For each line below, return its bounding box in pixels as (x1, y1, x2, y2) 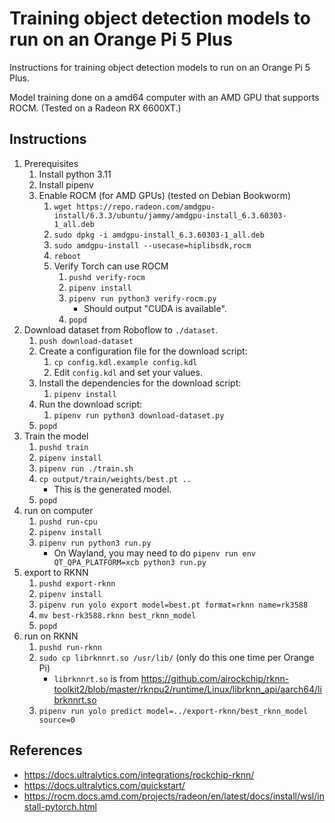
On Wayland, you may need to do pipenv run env (53, 547, 256, 559)
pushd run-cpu (38, 517, 98, 527)
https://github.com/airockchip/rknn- (140, 672, 290, 684)
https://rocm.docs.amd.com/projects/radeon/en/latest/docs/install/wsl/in (23, 790, 325, 802)
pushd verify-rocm (68, 272, 146, 282)
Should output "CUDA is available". (83, 302, 227, 314)
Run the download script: (38, 398, 143, 410)
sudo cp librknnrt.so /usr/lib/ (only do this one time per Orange (38, 651, 315, 663)
